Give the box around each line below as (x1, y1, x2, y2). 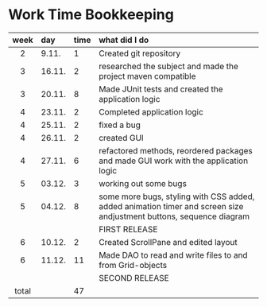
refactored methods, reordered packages (99, 145, 253, 156)
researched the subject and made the (99, 60, 238, 72)
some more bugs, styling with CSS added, (99, 191, 255, 202)
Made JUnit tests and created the (99, 84, 224, 95)
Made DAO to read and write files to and (99, 249, 248, 260)
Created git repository (99, 48, 181, 59)
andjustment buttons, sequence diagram (99, 211, 250, 222)
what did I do (99, 34, 149, 45)
